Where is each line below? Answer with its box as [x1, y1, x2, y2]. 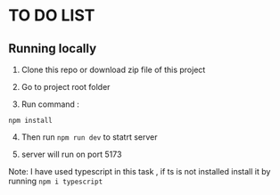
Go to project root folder [21, 82, 111, 92]
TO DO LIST [8, 5, 95, 26]
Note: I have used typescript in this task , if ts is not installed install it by [8, 167, 271, 176]
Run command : [21, 99, 79, 110]
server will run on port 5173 [21, 149, 122, 159]
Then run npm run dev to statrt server [21, 132, 158, 142]
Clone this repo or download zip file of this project [21, 64, 206, 75]
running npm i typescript [8, 175, 103, 186]
